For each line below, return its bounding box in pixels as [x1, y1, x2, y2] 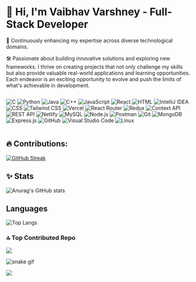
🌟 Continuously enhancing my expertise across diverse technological [6, 37, 173, 44]
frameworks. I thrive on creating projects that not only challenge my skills [6, 63, 183, 70]
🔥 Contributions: [6, 139, 68, 149]
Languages [6, 204, 48, 214]
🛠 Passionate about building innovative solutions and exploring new [6, 55, 171, 62]
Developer [37, 18, 89, 31]
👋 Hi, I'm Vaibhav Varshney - [6, 5, 147, 19]
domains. [6, 43, 29, 50]
